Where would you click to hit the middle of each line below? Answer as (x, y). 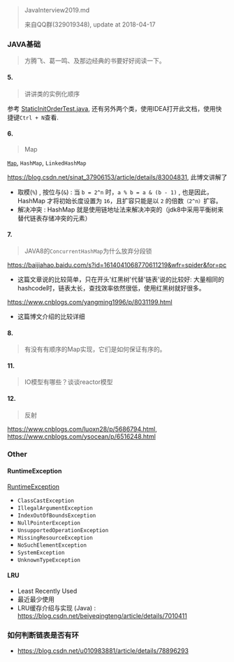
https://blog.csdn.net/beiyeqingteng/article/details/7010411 (102, 616)
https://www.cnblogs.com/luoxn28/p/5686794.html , (82, 429)
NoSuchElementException (52, 545)
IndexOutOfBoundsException (57, 515)
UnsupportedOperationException (63, 530)
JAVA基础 (24, 44)
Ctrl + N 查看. (39, 117)
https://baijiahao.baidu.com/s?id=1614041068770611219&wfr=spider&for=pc (117, 265)
